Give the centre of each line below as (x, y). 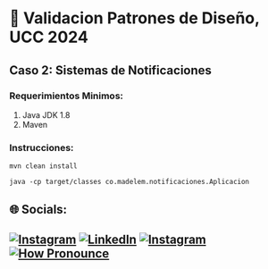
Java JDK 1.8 (46, 114)
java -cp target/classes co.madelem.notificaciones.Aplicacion (130, 182)
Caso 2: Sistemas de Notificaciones (111, 70)
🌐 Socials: (38, 209)
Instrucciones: (42, 147)
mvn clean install (43, 166)
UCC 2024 (49, 37)
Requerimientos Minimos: (66, 96)
